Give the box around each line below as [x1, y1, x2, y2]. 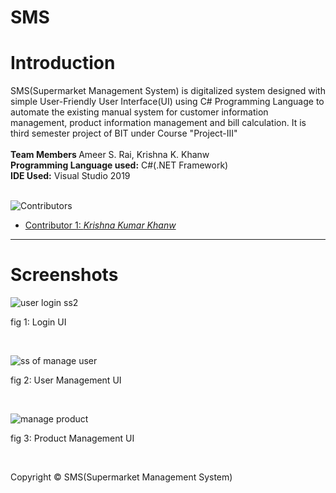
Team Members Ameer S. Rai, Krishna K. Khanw [10, 149, 210, 161]
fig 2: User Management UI [10, 374, 122, 386]
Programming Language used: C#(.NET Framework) [10, 159, 229, 171]
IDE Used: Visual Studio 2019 [10, 170, 131, 182]
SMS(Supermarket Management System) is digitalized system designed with [10, 85, 326, 97]
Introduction [10, 52, 116, 75]
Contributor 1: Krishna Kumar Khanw [24, 219, 177, 231]
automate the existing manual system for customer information [10, 106, 269, 118]
